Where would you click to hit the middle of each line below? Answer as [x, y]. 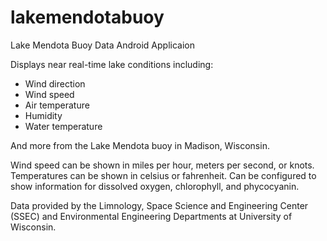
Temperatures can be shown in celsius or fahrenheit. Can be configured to [163, 175]
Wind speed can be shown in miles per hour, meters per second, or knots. [162, 165]
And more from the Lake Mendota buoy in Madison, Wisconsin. [140, 145]
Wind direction [55, 83]
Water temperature [63, 126]
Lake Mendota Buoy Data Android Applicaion [102, 45]
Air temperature [57, 105]
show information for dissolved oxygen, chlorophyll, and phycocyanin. [155, 186]
